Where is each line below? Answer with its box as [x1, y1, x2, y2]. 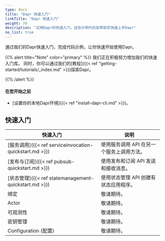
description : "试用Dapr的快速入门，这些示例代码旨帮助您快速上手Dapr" [5, 25, 137, 30]
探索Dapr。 [71, 67, 94, 72]
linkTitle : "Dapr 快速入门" [5, 16, 60, 21]
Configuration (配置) [7, 227, 55, 234]
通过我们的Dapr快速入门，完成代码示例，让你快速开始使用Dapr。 [5, 44, 137, 49]
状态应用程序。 [101, 182, 136, 189]
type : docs [5, 7, 27, 12]
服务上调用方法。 [106, 148, 146, 155]
